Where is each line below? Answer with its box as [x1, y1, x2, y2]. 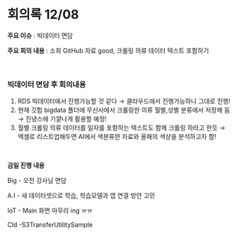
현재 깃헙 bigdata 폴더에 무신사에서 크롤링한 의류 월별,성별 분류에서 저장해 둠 [17, 106, 231, 114]
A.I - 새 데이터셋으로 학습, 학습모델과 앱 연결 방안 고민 [7, 191, 156, 200]
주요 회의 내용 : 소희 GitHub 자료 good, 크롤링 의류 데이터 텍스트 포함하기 [7, 46, 209, 55]
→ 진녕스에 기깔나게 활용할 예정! [17, 115, 108, 123]
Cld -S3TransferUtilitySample [7, 220, 93, 229]
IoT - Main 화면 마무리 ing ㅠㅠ [7, 206, 93, 215]
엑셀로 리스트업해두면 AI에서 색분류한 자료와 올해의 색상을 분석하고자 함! [17, 133, 217, 141]
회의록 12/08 [7, 6, 79, 23]
